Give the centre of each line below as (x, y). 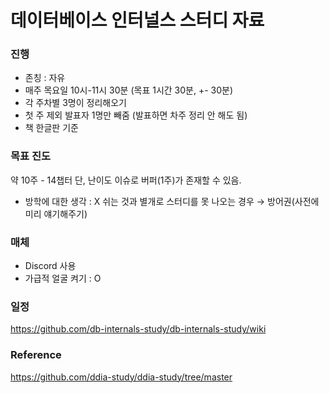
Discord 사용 (50, 266)
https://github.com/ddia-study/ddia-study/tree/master (121, 377)
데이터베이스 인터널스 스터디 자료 (137, 20)
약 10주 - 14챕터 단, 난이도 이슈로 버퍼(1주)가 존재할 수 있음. (126, 180)
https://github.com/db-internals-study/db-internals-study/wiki (138, 329)
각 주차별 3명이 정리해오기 (75, 103)
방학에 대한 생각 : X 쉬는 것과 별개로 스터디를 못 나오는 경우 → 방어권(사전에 (172, 201)
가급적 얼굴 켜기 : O (63, 278)
